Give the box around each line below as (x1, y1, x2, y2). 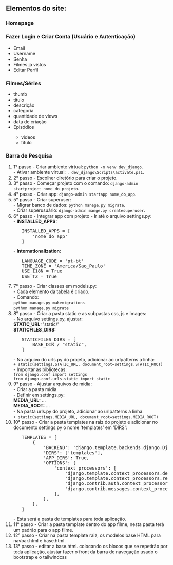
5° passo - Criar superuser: (13, 197, 71, 203)
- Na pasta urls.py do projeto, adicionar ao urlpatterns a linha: (13, 408, 144, 415)
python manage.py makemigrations (13, 300, 85, 306)
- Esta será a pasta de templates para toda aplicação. (13, 516, 127, 522)
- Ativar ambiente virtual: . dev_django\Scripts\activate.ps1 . (13, 169, 144, 176)
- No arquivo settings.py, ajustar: (13, 316, 83, 322)
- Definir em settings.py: (13, 392, 65, 398)
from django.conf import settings (13, 372, 87, 377)
